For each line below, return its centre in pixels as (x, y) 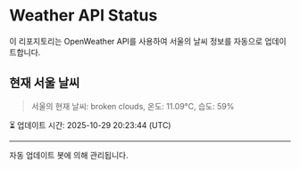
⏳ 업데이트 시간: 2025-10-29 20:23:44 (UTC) (90, 125)
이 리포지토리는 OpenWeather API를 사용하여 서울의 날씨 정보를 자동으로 (136, 41)
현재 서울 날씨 (45, 83)
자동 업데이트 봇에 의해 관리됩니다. (69, 155)
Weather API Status (83, 16)
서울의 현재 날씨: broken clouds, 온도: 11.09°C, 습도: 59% (133, 106)
